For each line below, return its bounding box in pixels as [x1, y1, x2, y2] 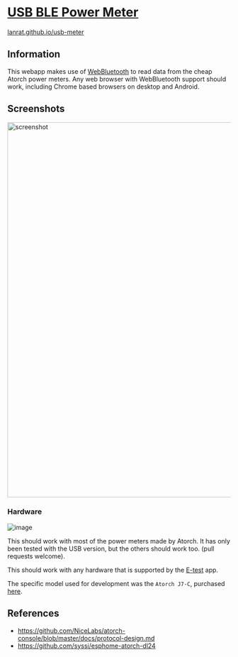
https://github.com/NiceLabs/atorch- [17, 626, 126, 635]
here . [7, 587, 23, 595]
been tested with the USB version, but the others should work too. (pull [7, 544, 215, 553]
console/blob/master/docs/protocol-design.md [17, 634, 155, 642]
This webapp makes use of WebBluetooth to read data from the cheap [7, 67, 212, 75]
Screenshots [7, 103, 65, 115]
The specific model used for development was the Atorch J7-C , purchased [7, 579, 225, 587]
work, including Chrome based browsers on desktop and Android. [7, 82, 200, 91]
